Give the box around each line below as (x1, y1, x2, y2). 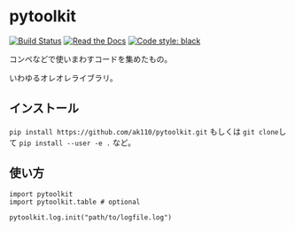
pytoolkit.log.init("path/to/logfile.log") (9, 212, 173, 222)
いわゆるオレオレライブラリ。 (9, 73, 118, 83)
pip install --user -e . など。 (19, 137, 136, 148)
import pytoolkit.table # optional (9, 197, 141, 206)
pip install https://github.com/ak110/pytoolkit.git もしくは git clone (9, 126, 279, 136)
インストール (9, 101, 80, 116)
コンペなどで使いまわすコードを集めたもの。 (9, 53, 173, 64)
